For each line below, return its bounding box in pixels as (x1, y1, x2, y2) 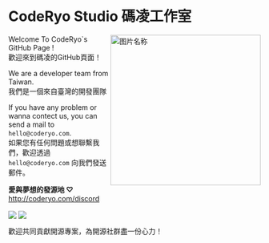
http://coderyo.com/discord (8, 193, 100, 203)
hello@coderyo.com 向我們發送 (8, 157, 106, 167)
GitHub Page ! (8, 43, 54, 52)
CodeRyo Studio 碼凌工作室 (8, 7, 192, 26)
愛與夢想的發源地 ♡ (8, 184, 74, 194)
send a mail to (8, 119, 54, 129)
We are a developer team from (8, 68, 109, 78)
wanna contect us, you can (8, 111, 98, 120)
